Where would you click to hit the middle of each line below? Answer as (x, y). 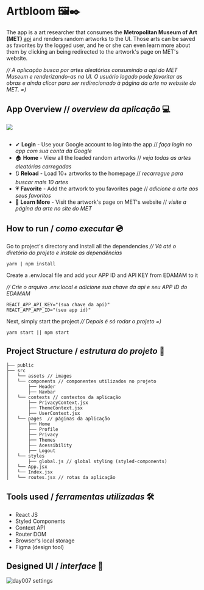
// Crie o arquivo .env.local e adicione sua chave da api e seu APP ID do (97, 287)
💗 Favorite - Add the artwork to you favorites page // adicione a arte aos (107, 189)
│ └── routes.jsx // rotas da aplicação (61, 477)
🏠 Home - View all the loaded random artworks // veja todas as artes (103, 158)
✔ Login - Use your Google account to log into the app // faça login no (104, 145)
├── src (16, 370)
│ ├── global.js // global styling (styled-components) (87, 461)
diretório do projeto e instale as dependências (64, 253)
